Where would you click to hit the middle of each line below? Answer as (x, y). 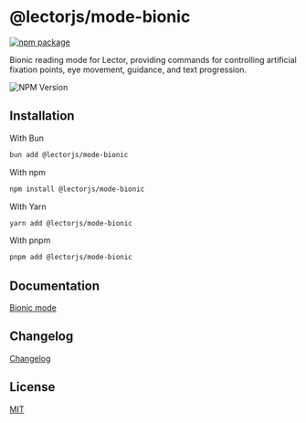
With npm (28, 172)
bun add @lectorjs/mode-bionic (69, 154)
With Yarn (28, 206)
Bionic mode (33, 308)
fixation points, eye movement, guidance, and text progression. (128, 69)
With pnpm (30, 240)
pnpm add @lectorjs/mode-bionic (71, 258)
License (32, 387)
